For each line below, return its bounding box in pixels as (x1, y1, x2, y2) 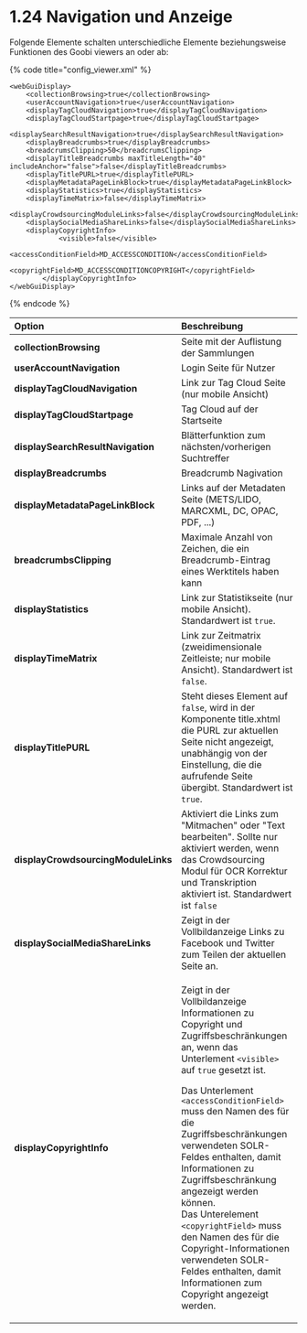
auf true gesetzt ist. (181, 1063, 267, 1076)
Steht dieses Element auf (181, 689, 289, 702)
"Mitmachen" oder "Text (181, 819, 286, 832)
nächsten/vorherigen (181, 440, 271, 453)
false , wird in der (181, 701, 256, 714)
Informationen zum (181, 1276, 262, 1289)
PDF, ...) (181, 515, 216, 528)
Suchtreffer (181, 451, 230, 464)
